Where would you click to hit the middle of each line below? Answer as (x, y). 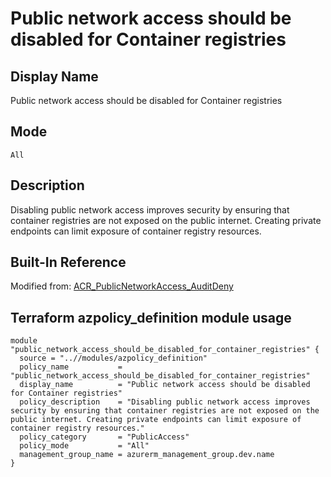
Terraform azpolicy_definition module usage (151, 317)
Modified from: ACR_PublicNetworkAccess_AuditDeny (122, 286)
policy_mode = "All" (84, 446)
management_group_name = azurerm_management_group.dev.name (147, 455)
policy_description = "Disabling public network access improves (165, 402)
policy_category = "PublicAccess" (104, 437)
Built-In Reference (68, 262)
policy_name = (71, 367)
